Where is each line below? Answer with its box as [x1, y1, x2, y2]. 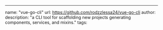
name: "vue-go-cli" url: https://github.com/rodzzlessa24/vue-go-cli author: [5, 10, 156, 15]
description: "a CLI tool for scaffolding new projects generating [5, 15, 131, 20]
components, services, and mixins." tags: [5, 20, 87, 25]
